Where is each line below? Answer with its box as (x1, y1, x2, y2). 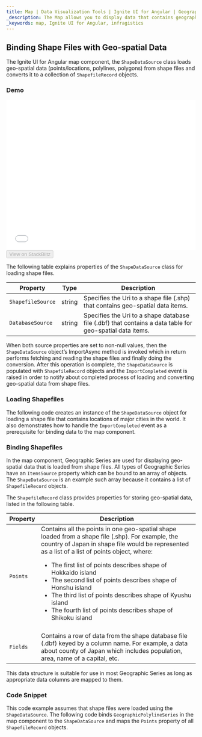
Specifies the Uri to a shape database (83, 311, 189, 319)
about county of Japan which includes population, (41, 647, 183, 655)
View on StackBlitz (9, 251, 51, 257)
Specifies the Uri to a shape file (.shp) (83, 294, 191, 303)
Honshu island (50, 584, 92, 592)
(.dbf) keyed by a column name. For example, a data (41, 639, 188, 647)
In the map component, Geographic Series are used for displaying (6, 457, 170, 464)
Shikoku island (50, 614, 93, 622)
